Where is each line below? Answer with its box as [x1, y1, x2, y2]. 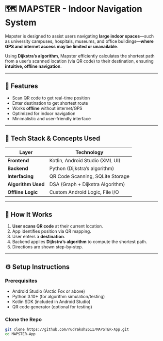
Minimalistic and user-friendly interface [12, 115, 91, 121]
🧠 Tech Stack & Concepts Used [5, 134, 100, 143]
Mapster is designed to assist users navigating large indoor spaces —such [5, 33, 154, 39]
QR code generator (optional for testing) [12, 304, 92, 310]
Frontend [7, 157, 29, 164]
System [5, 17, 37, 28]
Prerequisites [5, 277, 37, 284]
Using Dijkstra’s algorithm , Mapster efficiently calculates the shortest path [5, 53, 155, 58]
